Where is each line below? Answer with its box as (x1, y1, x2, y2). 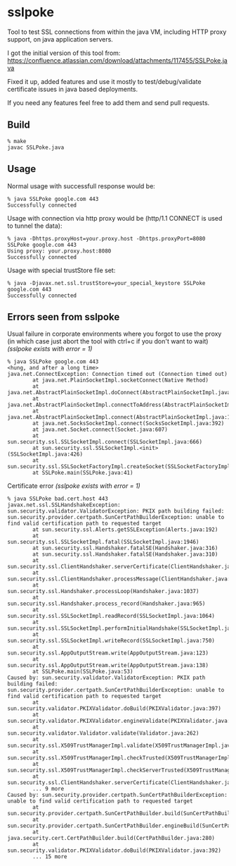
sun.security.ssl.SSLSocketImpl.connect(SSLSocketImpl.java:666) (7, 439, 202, 446)
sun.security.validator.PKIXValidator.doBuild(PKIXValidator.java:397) (7, 705, 221, 712)
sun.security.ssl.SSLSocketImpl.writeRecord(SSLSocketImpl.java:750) (7, 638, 216, 645)
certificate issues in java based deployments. (7, 85, 138, 93)
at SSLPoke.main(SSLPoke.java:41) (32, 470, 133, 477)
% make (7, 138, 27, 145)
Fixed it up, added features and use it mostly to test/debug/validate (7, 77, 202, 85)
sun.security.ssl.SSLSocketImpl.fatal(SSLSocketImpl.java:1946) (7, 539, 199, 546)
